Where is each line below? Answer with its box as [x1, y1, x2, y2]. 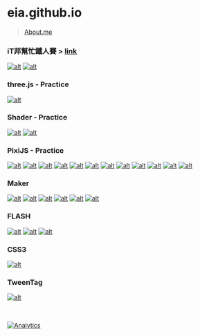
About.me [24, 28, 53, 36]
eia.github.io [7, 5, 82, 21]
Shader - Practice [7, 113, 68, 122]
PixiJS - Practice [7, 145, 64, 155]
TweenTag [7, 277, 43, 287]
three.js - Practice [7, 80, 69, 89]
